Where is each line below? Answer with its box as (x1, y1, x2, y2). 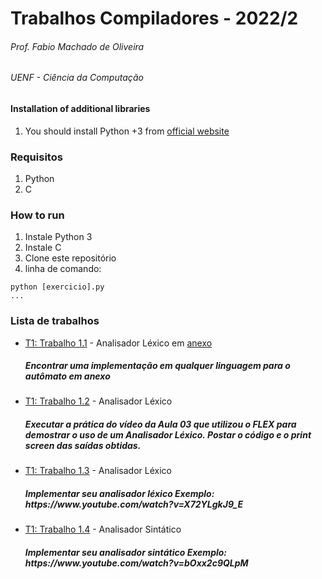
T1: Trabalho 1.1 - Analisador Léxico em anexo (24, 337, 213, 349)
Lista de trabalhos (10, 314, 100, 328)
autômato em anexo (24, 370, 111, 382)
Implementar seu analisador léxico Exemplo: (24, 488, 215, 500)
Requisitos (10, 150, 63, 164)
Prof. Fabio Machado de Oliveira (10, 40, 145, 52)
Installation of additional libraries (10, 103, 151, 114)
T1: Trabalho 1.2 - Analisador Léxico (24, 395, 173, 407)
